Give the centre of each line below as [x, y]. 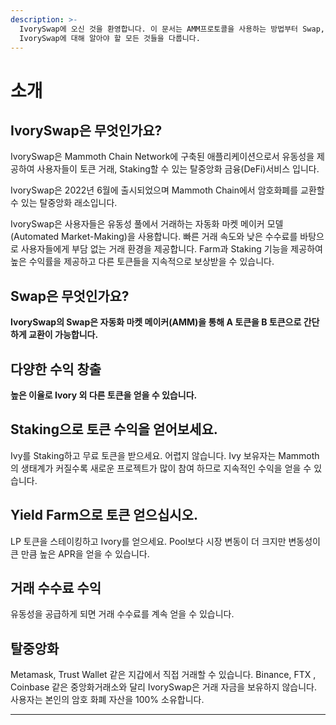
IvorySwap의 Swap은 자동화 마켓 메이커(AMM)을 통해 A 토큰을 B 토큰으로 [156, 322]
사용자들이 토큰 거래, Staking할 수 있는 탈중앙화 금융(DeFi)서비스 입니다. [178, 169]
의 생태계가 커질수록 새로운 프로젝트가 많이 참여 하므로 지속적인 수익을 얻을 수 [161, 468]
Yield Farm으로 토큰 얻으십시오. [104, 515]
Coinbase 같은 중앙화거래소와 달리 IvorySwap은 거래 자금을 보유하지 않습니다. [163, 687]
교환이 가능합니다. [63, 335]
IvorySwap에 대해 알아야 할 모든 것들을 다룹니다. [110, 38]
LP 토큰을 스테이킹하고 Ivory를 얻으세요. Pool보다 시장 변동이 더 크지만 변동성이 [166, 541]
